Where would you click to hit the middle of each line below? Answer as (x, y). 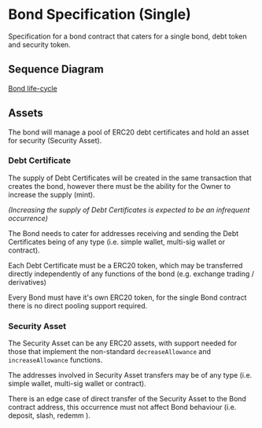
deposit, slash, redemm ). (49, 415)
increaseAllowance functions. (55, 360)
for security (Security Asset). (55, 140)
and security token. (39, 44)
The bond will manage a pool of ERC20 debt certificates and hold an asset (129, 132)
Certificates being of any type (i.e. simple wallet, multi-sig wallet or (117, 242)
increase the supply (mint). (52, 194)
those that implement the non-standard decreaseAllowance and (109, 352)
